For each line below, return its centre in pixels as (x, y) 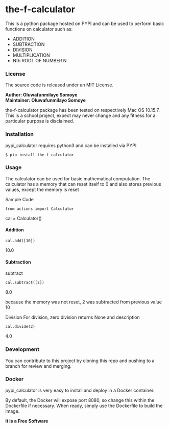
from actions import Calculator (40, 209)
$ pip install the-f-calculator (40, 155)
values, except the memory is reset (42, 189)
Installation (20, 134)
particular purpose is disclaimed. (40, 121)
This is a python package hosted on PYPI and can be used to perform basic (85, 23)
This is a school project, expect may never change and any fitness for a (80, 115)
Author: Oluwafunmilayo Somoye (41, 95)
